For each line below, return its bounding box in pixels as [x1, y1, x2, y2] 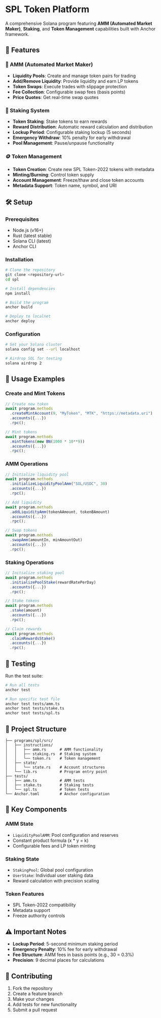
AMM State [5, 821, 34, 828]
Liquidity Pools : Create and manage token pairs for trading [12, 73, 136, 79]
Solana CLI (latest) [12, 237, 52, 244]
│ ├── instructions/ [5, 742, 53, 748]
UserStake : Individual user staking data [12, 872, 94, 878]
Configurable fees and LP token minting [12, 842, 96, 849]
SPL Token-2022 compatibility [12, 902, 76, 908]
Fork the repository [12, 985, 53, 991]
